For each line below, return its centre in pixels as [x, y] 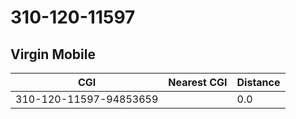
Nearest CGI [198, 82]
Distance [258, 82]
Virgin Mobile [53, 54]
